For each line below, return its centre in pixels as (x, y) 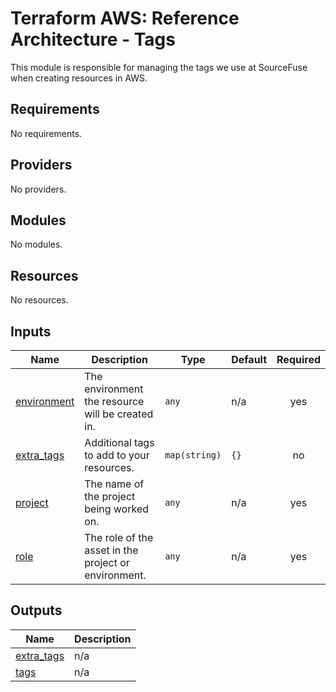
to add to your (117, 455)
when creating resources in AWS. (79, 78)
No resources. (39, 300)
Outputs (36, 610)
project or (107, 562)
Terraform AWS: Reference (125, 18)
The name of (114, 484)
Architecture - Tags (93, 39)
